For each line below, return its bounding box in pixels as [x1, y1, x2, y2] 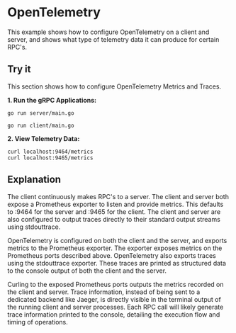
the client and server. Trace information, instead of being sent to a [7, 288, 201, 296]
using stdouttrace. [7, 222, 61, 231]
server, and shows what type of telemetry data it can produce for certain [7, 35, 220, 43]
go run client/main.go [7, 122, 74, 129]
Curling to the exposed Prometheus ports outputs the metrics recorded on [7, 280, 224, 288]
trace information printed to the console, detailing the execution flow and [7, 310, 220, 319]
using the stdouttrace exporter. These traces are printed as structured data [7, 259, 227, 267]
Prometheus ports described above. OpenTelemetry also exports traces [7, 251, 216, 259]
